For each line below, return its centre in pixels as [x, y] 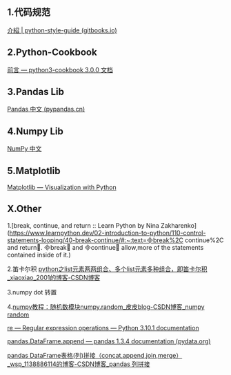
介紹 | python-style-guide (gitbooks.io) [62, 30]
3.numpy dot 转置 [32, 292]
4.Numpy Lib [36, 131]
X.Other [24, 209]
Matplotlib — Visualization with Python [62, 187]
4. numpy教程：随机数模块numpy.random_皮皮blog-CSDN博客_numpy [106, 307]
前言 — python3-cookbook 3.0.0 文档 [60, 69]
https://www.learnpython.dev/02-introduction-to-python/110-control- [108, 233]
